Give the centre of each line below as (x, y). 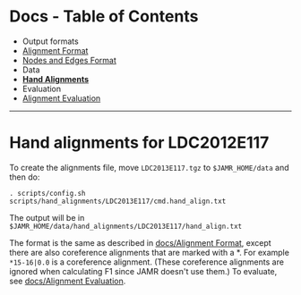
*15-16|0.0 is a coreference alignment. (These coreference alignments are (147, 262)
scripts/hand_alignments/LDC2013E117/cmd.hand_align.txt (118, 201)
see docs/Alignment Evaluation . (68, 281)
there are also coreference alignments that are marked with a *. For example (149, 252)
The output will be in (47, 217)
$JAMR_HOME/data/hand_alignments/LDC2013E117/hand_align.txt (126, 226)
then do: (25, 177)
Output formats (50, 41)
